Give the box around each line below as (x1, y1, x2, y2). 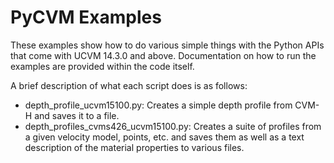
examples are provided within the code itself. (10, 60, 195, 72)
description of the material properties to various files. (24, 141, 245, 153)
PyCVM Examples (10, 6, 162, 29)
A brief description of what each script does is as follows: (10, 79, 248, 91)
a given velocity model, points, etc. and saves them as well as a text (24, 131, 305, 143)
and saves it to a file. (34, 109, 120, 121)
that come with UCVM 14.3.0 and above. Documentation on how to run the (10, 49, 317, 61)
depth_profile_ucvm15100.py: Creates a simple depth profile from (24, 99, 293, 111)
